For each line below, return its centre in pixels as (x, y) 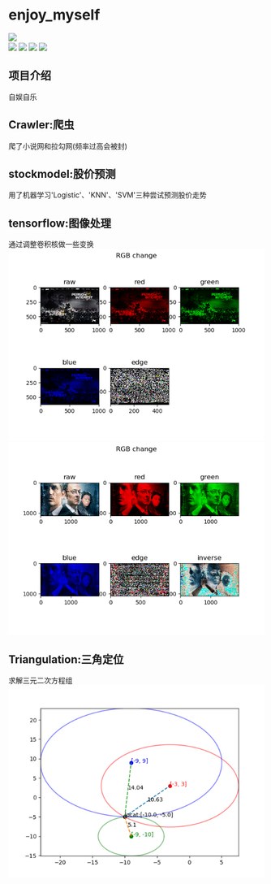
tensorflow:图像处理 (60, 223)
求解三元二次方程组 (41, 680)
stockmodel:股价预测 (62, 173)
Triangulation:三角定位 (66, 659)
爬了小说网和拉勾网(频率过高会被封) (68, 146)
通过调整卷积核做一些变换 (51, 245)
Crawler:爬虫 (41, 125)
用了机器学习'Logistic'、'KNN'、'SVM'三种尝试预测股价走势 (108, 195)
